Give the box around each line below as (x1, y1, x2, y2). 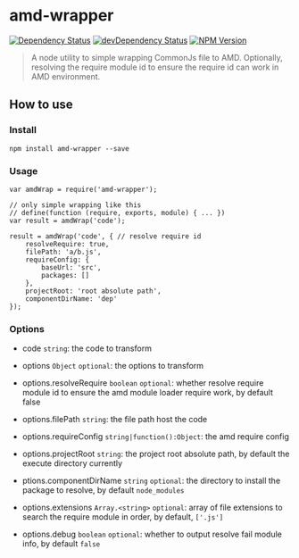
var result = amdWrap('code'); (9, 216, 126, 225)
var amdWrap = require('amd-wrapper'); (9, 185, 158, 194)
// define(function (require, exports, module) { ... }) (9, 208, 226, 217)
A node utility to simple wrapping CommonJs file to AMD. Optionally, (30, 52, 283, 62)
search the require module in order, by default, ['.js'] (21, 512, 224, 522)
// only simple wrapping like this (9, 200, 142, 210)
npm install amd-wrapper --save (9, 144, 129, 153)
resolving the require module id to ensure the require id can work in (30, 62, 279, 72)
